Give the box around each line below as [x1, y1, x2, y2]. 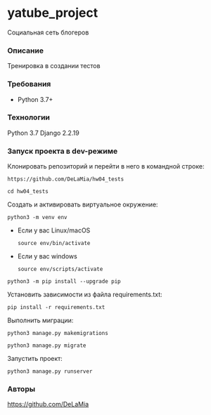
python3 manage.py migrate [7, 342, 87, 349]
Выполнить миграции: [7, 316, 74, 324]
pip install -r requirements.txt [7, 304, 105, 311]
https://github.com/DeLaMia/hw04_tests [7, 176, 124, 183]
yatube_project [7, 5, 98, 21]
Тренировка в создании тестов [7, 62, 101, 70]
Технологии [7, 112, 51, 122]
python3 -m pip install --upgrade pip [7, 278, 121, 285]
